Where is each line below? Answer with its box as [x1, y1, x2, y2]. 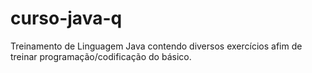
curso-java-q [10, 7, 123, 30]
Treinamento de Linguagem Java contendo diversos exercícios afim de [10, 40, 303, 52]
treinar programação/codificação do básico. [10, 50, 192, 62]
